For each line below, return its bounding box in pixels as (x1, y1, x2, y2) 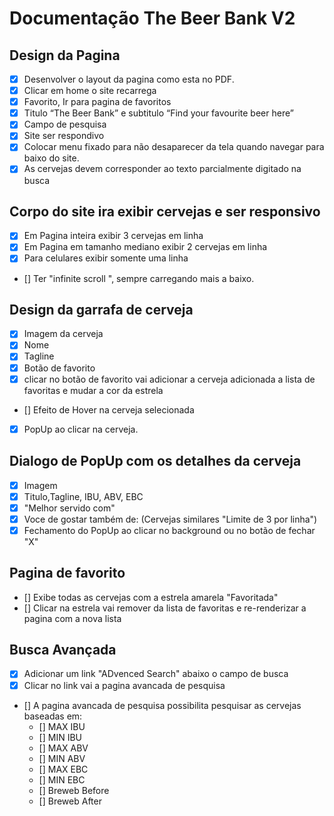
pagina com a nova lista (23, 612, 122, 624)
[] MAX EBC (38, 763, 89, 775)
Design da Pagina (9, 47, 121, 64)
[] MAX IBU (38, 720, 86, 732)
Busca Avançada (9, 642, 117, 659)
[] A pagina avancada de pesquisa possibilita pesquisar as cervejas (23, 699, 302, 711)
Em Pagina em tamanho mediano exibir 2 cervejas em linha (23, 241, 268, 253)
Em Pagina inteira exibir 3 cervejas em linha (23, 230, 204, 242)
